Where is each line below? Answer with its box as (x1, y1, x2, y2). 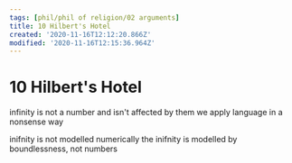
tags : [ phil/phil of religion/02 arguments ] (9, 13, 180, 23)
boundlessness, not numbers (9, 143, 118, 154)
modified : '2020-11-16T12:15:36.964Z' (9, 38, 155, 48)
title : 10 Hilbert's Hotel (9, 22, 111, 31)
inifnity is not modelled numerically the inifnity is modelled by (9, 134, 238, 145)
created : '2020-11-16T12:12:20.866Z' (9, 30, 152, 39)
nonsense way (9, 116, 64, 127)
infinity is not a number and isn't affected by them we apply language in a (9, 107, 283, 118)
